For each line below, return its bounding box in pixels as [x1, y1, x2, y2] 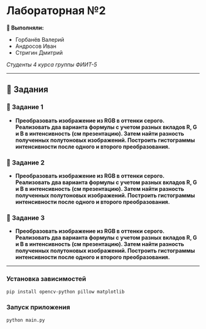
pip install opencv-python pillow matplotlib [6, 288, 124, 295]
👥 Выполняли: [6, 24, 44, 31]
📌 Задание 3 [6, 213, 45, 222]
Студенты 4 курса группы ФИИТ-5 [6, 61, 97, 68]
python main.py [6, 317, 45, 323]
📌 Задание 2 [6, 158, 45, 166]
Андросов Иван [15, 42, 57, 50]
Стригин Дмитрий [15, 48, 63, 56]
